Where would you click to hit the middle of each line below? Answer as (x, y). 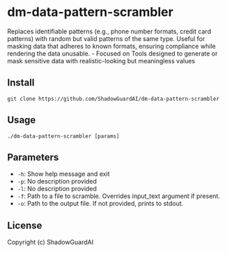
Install (21, 83)
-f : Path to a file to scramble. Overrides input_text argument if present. (119, 196)
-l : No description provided (57, 189)
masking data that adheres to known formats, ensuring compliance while (111, 46)
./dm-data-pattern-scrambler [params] (63, 136)
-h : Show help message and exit (63, 174)
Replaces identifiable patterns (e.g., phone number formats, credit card (109, 31)
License (25, 226)
